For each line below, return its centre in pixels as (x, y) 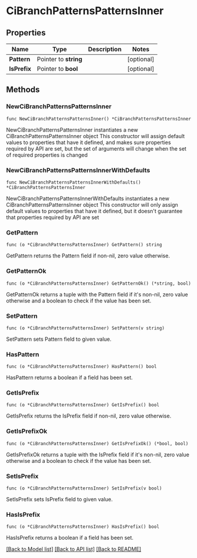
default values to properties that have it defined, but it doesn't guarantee (94, 211)
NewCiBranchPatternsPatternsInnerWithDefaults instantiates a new (88, 198)
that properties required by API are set (52, 217)
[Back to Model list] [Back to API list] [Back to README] (74, 549)
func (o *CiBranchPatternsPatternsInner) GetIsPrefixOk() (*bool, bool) (97, 443)
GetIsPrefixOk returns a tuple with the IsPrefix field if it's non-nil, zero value (98, 454)
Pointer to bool (58, 69)
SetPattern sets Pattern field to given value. (59, 339)
